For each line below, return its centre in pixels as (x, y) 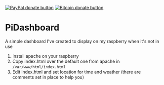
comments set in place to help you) (48, 77)
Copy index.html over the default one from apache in (66, 61)
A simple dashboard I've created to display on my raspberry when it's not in (82, 41)
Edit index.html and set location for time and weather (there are (77, 72)
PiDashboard (32, 28)
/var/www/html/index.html (39, 67)
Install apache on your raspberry (45, 56)
